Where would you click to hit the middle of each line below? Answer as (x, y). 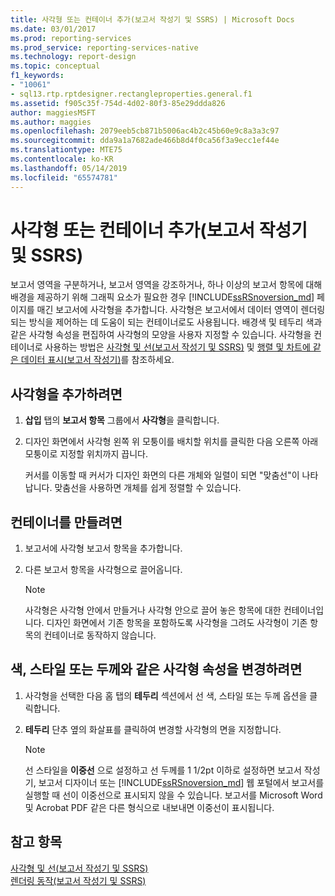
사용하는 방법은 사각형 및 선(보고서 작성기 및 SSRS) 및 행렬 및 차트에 (177, 347)
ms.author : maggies (51, 122)
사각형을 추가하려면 (66, 394)
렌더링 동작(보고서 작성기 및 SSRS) (78, 880)
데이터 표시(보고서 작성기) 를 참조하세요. (97, 360)
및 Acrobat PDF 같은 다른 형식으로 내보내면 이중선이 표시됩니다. (149, 807)
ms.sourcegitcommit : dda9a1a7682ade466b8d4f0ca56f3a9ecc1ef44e (145, 141)
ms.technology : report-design (73, 57)
